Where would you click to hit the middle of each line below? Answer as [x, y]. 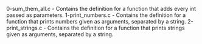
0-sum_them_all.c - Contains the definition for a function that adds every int [101, 9]
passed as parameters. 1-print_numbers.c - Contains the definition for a [96, 15]
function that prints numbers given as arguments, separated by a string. [96, 21]
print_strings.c [24, 28]
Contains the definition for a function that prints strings [116, 28]
